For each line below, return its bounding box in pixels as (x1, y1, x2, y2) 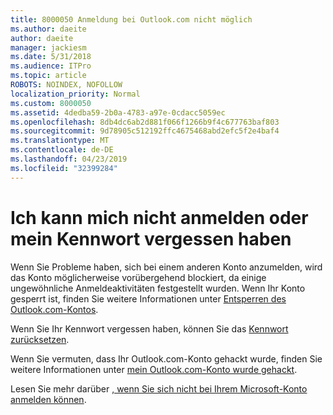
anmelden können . (10, 393, 87, 405)
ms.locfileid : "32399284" (10, 163, 118, 173)
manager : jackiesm (10, 42, 87, 53)
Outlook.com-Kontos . (10, 303, 99, 315)
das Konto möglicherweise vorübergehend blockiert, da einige (10, 271, 267, 283)
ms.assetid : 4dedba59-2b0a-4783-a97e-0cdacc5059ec (10, 107, 226, 118)
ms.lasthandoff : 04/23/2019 (10, 154, 128, 164)
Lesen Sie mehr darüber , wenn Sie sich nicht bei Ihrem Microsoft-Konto (10, 382, 308, 395)
